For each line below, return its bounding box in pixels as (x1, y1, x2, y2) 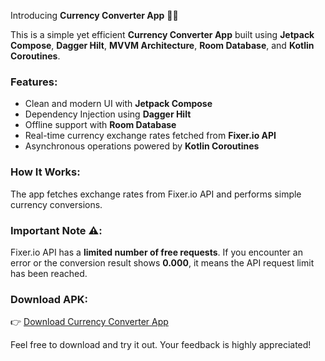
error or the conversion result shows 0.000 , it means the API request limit (10, 256, 315, 269)
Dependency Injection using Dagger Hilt (24, 108, 192, 120)
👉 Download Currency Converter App (10, 316, 169, 328)
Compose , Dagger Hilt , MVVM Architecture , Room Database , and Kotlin (10, 40, 315, 51)
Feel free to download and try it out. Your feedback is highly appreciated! (10, 339, 312, 351)
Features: (10, 75, 58, 89)
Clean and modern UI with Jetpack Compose (24, 98, 213, 110)
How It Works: (10, 165, 81, 179)
